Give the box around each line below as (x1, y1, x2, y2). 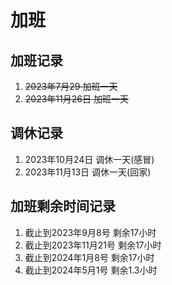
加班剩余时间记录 (10, 198, 116, 215)
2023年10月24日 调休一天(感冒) (24, 153, 155, 165)
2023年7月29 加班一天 (24, 81, 118, 92)
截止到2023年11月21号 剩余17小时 (24, 239, 162, 251)
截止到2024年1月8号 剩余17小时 (24, 251, 155, 263)
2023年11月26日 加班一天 (24, 93, 129, 105)
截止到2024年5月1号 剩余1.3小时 (24, 264, 158, 276)
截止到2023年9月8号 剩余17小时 (24, 226, 157, 238)
